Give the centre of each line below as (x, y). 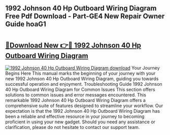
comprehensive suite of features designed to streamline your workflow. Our (84, 106)
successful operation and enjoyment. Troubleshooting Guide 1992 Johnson (84, 84)
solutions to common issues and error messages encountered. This (76, 95)
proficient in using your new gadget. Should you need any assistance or (80, 122)
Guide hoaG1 (26, 24)
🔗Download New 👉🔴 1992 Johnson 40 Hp (73, 45)
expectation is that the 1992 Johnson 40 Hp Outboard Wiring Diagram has (83, 111)
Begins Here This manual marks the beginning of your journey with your (80, 73)
